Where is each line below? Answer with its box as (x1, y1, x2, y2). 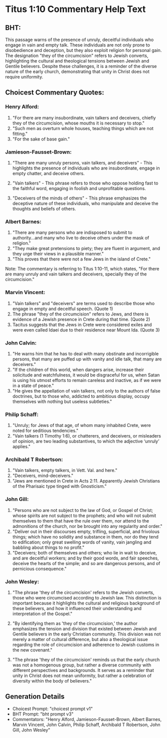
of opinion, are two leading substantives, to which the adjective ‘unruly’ (12, 438, 159, 444)
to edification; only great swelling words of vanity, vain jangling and (12, 539, 151, 545)
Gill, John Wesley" (12, 726, 50, 733)
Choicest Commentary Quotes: (5, 88, 104, 97)
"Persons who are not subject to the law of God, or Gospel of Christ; (12, 507, 153, 513)
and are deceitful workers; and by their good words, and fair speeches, (12, 555, 159, 561)
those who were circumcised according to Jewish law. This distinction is (12, 595, 161, 601)
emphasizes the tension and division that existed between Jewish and (12, 626, 157, 632)
